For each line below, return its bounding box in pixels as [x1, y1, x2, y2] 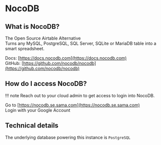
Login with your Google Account [5, 107, 71, 113]
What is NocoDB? [5, 22, 60, 31]
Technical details [5, 122, 59, 130]
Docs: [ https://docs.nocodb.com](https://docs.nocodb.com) [5, 55, 127, 61]
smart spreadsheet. [5, 46, 45, 51]
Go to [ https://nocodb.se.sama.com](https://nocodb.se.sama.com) [5, 102, 140, 108]
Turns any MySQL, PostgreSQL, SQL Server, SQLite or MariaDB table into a [5, 41, 157, 46]
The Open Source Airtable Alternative [5, 35, 81, 41]
